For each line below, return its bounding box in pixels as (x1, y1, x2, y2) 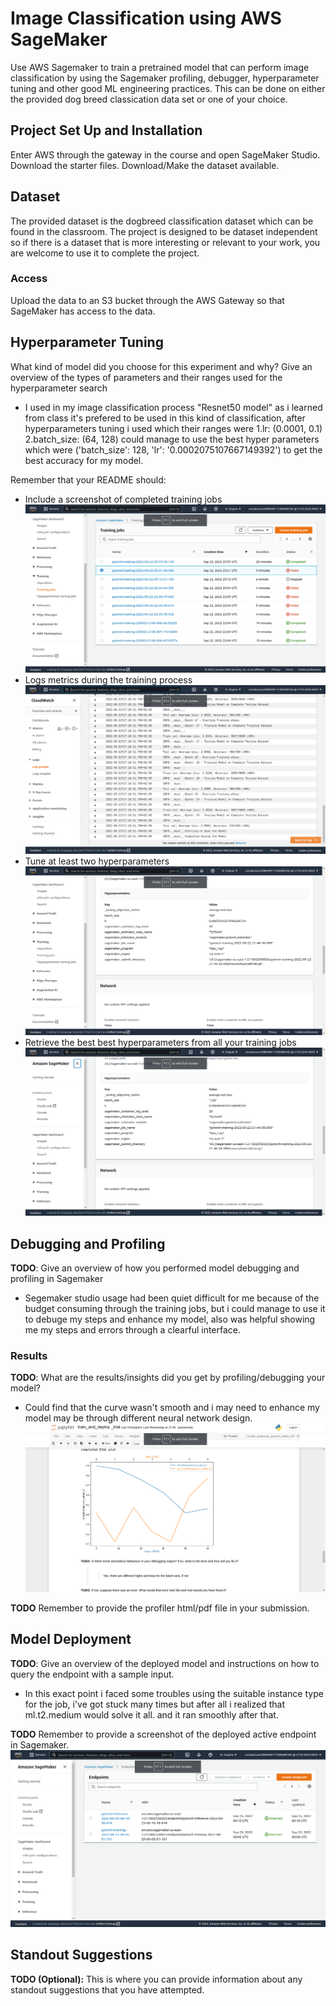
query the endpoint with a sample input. (10, 1668, 175, 1680)
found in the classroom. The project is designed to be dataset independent (10, 225, 318, 237)
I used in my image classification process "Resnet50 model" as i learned (24, 401, 323, 413)
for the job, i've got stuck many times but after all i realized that (24, 1698, 285, 1710)
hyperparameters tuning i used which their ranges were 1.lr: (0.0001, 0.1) (24, 422, 323, 434)
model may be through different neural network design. (24, 1412, 253, 1424)
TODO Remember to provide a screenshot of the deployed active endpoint (10, 1728, 317, 1740)
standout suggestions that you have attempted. (10, 1983, 205, 1996)
